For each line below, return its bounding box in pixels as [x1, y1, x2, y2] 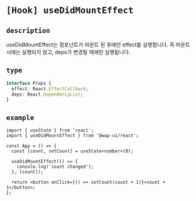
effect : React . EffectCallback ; [11, 85, 89, 92]
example [6, 113, 34, 122]
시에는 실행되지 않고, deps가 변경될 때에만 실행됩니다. [6, 49, 130, 55]
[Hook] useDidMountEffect [6, 5, 134, 16]
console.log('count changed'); [17, 164, 94, 170]
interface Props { [6, 80, 52, 86]
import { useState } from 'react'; [6, 127, 94, 133]
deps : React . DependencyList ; [11, 91, 83, 97]
